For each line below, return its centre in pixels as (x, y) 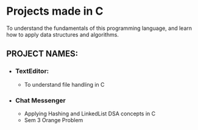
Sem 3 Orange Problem (54, 120)
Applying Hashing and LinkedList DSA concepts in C (90, 114)
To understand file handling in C (64, 84)
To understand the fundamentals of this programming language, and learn (99, 28)
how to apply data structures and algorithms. (62, 34)
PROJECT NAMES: (42, 54)
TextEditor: (32, 71)
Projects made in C (55, 11)
